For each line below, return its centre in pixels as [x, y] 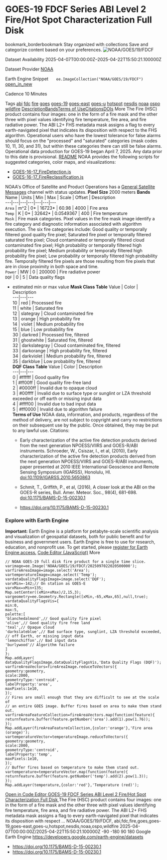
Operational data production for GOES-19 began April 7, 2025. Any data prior [84, 151]
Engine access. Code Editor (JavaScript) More [53, 553]
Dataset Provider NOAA [29, 69]
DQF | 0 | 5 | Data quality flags [35, 277]
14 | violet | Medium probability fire [48, 324]
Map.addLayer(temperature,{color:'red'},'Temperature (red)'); [72, 785]
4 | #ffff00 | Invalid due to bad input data [54, 403]
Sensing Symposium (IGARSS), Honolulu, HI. [65, 472]
